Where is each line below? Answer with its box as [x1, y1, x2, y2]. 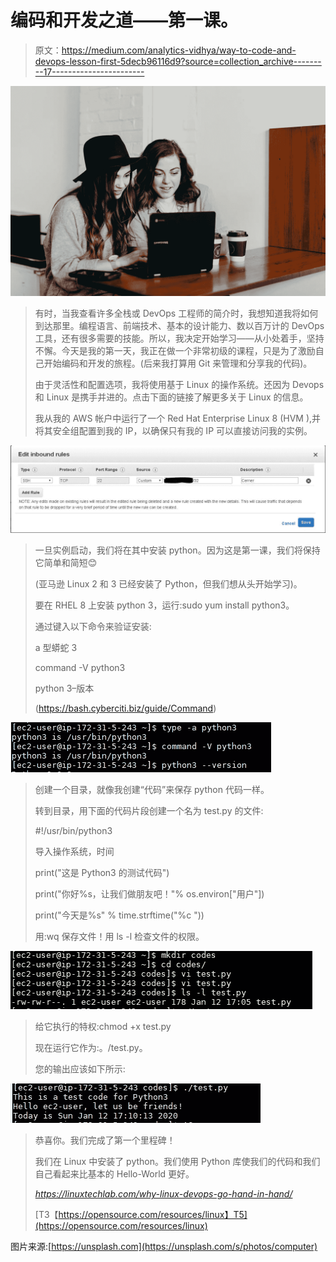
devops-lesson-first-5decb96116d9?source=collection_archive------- [34, 55, 322, 67]
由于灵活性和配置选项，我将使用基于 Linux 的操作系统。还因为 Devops [34, 378, 325, 390]
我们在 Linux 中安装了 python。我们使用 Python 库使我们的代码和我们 [34, 1156, 321, 1168]
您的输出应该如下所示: [34, 1063, 126, 1075]
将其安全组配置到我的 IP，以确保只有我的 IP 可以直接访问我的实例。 [34, 424, 313, 436]
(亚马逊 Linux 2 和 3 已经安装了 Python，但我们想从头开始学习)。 [34, 578, 303, 590]
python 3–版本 [34, 682, 95, 695]
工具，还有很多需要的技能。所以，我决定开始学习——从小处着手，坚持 [34, 332, 325, 344]
